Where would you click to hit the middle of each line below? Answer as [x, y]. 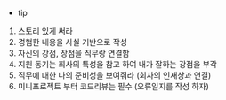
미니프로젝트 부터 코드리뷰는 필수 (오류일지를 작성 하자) [113, 86]
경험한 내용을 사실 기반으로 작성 [72, 42]
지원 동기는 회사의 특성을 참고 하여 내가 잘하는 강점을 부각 [117, 64]
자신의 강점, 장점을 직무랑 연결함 [73, 53]
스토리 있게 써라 [45, 31]
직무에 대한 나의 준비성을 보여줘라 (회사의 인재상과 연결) [114, 75]
